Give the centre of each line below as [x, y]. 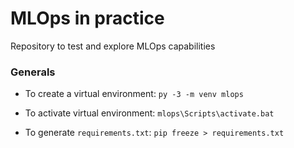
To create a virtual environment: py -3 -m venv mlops [134, 94]
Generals [33, 72]
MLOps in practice [87, 18]
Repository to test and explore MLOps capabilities [113, 46]
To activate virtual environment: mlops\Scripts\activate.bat [149, 113]
